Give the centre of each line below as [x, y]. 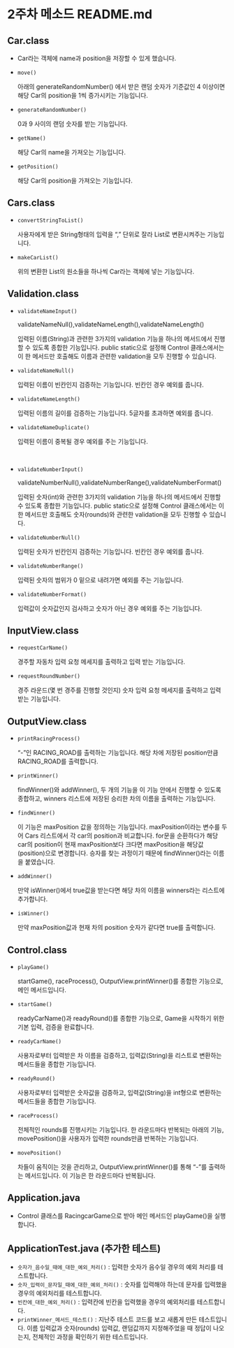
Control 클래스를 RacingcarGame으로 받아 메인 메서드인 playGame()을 [115, 1216]
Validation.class [43, 294]
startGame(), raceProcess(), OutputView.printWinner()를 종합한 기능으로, [120, 981]
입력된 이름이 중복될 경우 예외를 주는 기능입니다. [82, 441]
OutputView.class [47, 721]
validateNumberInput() [50, 469]
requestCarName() [43, 648]
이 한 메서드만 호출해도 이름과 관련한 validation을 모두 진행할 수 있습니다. [117, 356]
